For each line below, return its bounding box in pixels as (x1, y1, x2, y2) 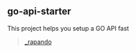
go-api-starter (7, 6, 72, 17)
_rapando (24, 38, 52, 46)
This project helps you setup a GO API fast (7, 24, 129, 32)
